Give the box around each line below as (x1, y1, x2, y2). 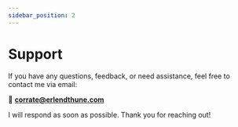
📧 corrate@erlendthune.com (8, 95, 104, 104)
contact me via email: (8, 79, 78, 89)
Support (8, 45, 63, 63)
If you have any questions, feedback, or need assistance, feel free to (8, 71, 230, 81)
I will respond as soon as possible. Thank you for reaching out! (8, 110, 211, 119)
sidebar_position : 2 (8, 11, 76, 20)
